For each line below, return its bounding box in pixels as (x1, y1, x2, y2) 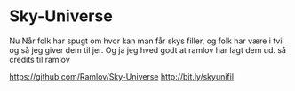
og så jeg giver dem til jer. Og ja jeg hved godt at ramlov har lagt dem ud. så (9, 44, 287, 55)
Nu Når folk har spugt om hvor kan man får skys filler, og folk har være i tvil (9, 35, 284, 46)
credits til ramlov (9, 54, 71, 64)
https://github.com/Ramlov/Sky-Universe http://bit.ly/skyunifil (9, 71, 234, 81)
